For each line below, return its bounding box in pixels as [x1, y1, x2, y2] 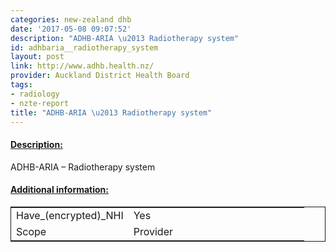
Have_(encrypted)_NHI [16, 208, 124, 222]
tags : [10, 80, 33, 90]
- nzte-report [10, 98, 70, 108]
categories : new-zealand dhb [10, 14, 132, 25]
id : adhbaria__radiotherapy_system [10, 42, 159, 53]
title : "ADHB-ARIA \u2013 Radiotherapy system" [10, 107, 213, 118]
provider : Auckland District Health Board [10, 71, 190, 81]
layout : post [10, 52, 65, 62]
